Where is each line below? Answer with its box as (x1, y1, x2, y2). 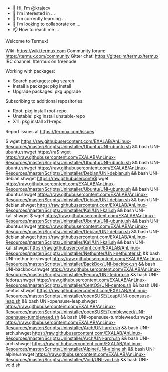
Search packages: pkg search (12, 78, 74, 84)
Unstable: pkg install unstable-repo (12, 113, 85, 119)
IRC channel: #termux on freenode (5, 58, 77, 64)
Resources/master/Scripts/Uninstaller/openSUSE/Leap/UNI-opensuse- (5, 293, 152, 299)
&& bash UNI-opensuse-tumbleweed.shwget (60, 314, 153, 320)
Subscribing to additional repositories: (5, 98, 84, 104)
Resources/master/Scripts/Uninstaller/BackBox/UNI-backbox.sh (5, 261, 137, 267)
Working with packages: (5, 68, 55, 74)
